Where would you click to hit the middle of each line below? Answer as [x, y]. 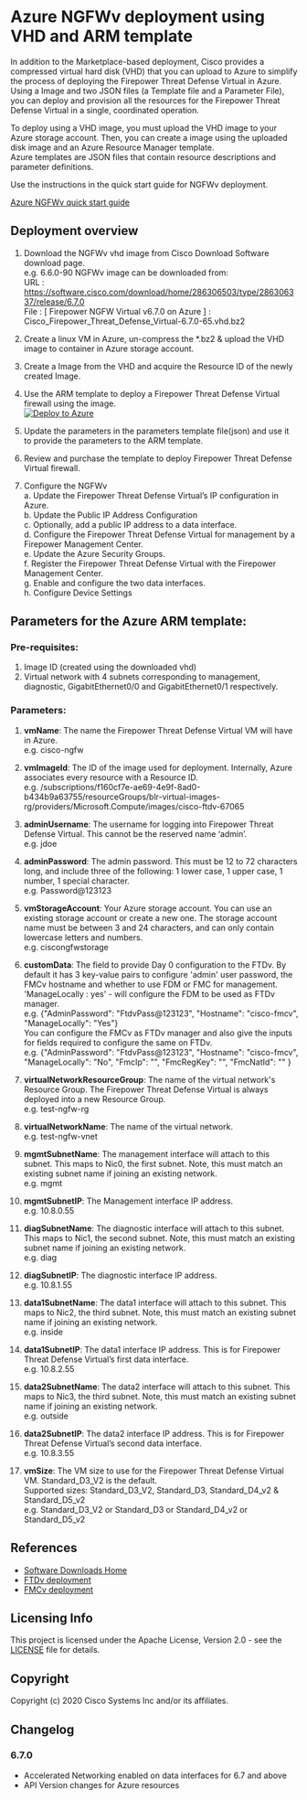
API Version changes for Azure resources [101, 1784]
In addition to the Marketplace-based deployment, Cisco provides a [138, 61]
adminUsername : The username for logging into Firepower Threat [148, 824]
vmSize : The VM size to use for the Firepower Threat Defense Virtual [153, 1471]
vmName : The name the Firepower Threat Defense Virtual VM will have [158, 730]
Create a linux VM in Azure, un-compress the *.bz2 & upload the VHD [154, 338]
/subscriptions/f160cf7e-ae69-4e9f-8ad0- [121, 787]
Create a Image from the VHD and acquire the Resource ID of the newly [158, 366]
